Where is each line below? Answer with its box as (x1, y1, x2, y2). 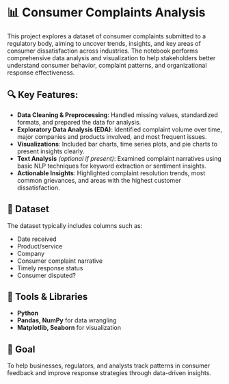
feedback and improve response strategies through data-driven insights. (7, 369, 212, 377)
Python (16, 309, 39, 318)
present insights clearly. (16, 147, 85, 155)
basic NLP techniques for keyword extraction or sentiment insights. (16, 162, 206, 170)
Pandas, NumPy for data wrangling (16, 316, 117, 324)
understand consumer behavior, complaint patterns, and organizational (7, 61, 207, 69)
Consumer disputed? (16, 271, 77, 279)
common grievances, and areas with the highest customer (16, 176, 181, 184)
